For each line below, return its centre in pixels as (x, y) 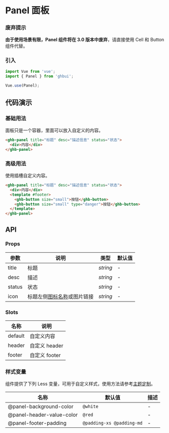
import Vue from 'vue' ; (30, 71)
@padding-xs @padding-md (113, 423)
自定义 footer (45, 356)
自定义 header (46, 346)
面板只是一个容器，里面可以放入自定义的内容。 (54, 130)
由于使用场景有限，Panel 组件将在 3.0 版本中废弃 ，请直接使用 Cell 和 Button (85, 40)
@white (91, 407)
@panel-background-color (41, 407)
